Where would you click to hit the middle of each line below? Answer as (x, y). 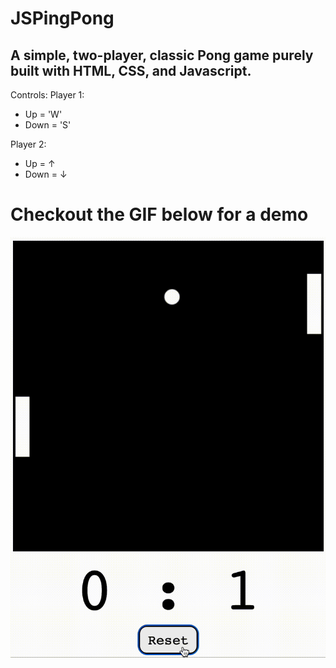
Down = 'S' (48, 125)
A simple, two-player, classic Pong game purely (162, 55)
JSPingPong (62, 18)
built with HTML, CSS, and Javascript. (131, 70)
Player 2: (28, 144)
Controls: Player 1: (47, 95)
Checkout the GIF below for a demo (159, 214)
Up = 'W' (43, 114)
